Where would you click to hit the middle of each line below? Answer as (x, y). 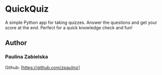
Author (16, 43)
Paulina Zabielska (26, 57)
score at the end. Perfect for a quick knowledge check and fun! (69, 27)
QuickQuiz (27, 9)
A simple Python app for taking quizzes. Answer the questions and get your (81, 22)
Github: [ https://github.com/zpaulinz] (43, 67)
